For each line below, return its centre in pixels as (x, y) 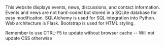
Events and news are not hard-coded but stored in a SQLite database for (81, 12)
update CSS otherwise (29, 38)
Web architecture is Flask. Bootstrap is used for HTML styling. (70, 23)
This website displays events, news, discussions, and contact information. (83, 7)
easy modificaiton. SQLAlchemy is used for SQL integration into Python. (80, 18)
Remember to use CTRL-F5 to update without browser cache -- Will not (80, 33)
